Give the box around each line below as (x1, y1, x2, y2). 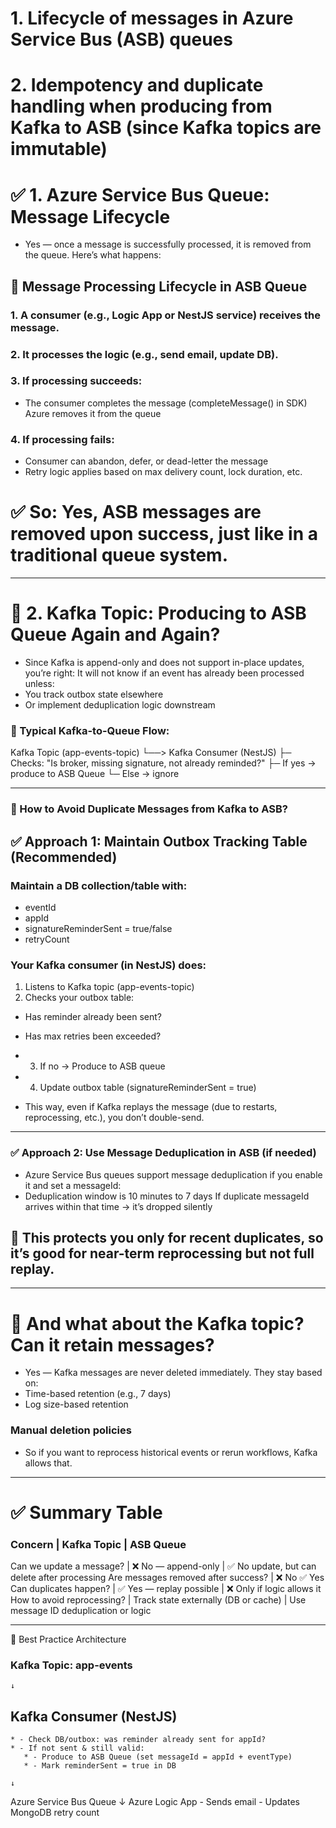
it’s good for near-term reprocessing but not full (10, 1245, 315, 1262)
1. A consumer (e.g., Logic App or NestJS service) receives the (10, 308, 321, 322)
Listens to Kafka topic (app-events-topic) (24, 981, 195, 993)
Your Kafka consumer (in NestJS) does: (10, 958, 207, 972)
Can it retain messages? (10, 1333, 215, 1356)
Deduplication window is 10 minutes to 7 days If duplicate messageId (24, 1190, 310, 1202)
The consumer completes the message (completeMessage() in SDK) (24, 397, 308, 409)
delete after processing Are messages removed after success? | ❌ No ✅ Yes (10, 1572, 325, 1584)
